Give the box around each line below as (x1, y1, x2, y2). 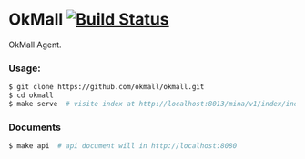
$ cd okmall (8, 91, 54, 100)
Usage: (8, 62, 42, 75)
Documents (8, 121, 61, 134)
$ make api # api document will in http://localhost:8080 (8, 142, 238, 151)
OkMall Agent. (8, 39, 62, 50)
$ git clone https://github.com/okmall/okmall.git (8, 83, 205, 92)
